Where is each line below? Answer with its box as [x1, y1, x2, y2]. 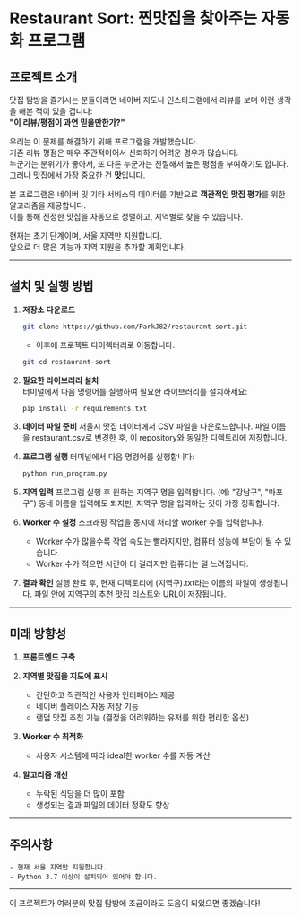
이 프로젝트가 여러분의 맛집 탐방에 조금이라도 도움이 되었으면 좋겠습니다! [9, 897, 261, 908]
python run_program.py [21, 469, 107, 478]
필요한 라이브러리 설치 [21, 374, 99, 386]
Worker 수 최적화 [21, 731, 84, 742]
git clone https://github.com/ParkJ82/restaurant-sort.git [21, 322, 248, 331]
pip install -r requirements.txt [21, 404, 148, 413]
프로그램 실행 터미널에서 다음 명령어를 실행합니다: [21, 451, 195, 462]
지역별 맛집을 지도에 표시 [21, 670, 108, 682]
